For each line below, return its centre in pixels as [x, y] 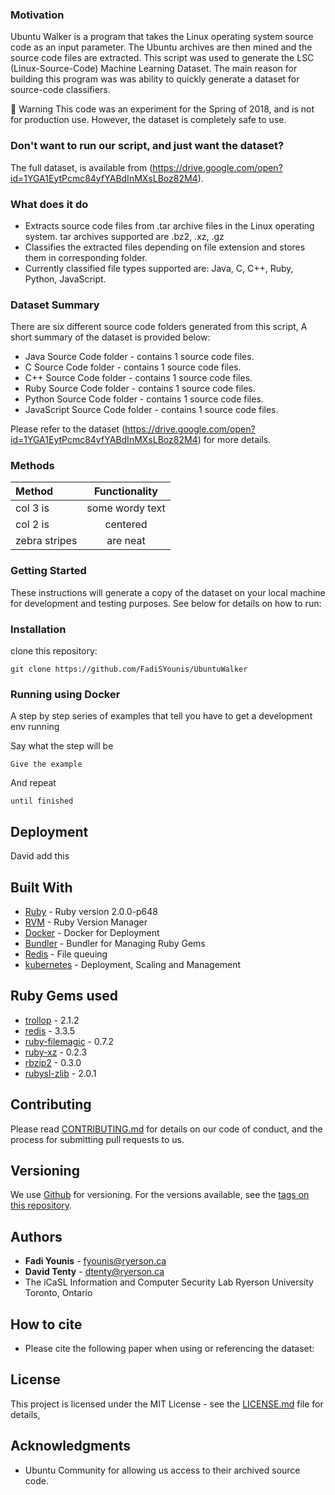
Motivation [37, 15]
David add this [40, 856]
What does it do [49, 204]
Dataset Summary [55, 305]
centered [126, 525]
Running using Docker [65, 694]
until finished [42, 801]
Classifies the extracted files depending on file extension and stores [165, 247]
